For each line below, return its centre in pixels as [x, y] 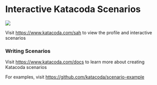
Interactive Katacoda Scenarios [73, 9]
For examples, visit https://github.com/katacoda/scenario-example [75, 77]
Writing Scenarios [28, 51]
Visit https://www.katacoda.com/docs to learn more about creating [75, 62]
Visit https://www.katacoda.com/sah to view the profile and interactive [79, 32]
